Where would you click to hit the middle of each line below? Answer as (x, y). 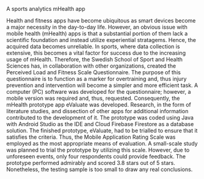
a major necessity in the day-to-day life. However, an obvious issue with (97, 27)
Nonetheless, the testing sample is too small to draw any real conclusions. (100, 169)
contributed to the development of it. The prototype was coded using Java (100, 118)
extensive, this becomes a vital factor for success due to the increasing (96, 53)
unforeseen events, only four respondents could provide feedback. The (96, 156)
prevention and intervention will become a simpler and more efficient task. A (102, 85)
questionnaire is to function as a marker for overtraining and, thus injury (97, 79)
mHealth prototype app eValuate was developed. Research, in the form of (99, 105)
